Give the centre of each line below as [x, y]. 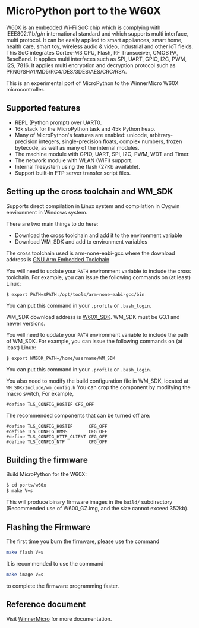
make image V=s [25, 575]
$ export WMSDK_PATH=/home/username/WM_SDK [61, 358]
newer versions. [26, 323]
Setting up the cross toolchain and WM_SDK [90, 192]
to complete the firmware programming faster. [63, 586]
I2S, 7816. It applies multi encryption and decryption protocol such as [91, 65]
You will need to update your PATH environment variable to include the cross [99, 271]
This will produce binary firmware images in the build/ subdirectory [89, 502]
